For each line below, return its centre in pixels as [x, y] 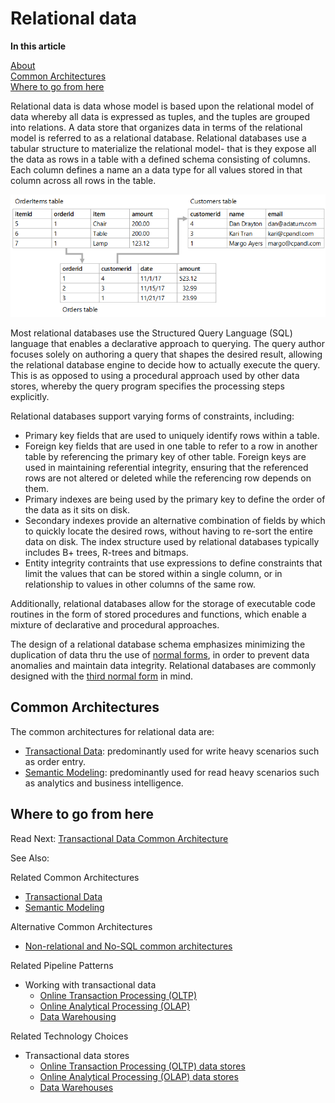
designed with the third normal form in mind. [102, 676]
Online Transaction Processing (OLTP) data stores [142, 1066]
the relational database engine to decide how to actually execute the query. [165, 365]
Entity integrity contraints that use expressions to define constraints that [173, 563]
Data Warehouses [76, 1087]
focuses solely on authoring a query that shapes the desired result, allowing [166, 354]
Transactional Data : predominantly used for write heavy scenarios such [172, 751]
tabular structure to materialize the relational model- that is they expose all [163, 148]
